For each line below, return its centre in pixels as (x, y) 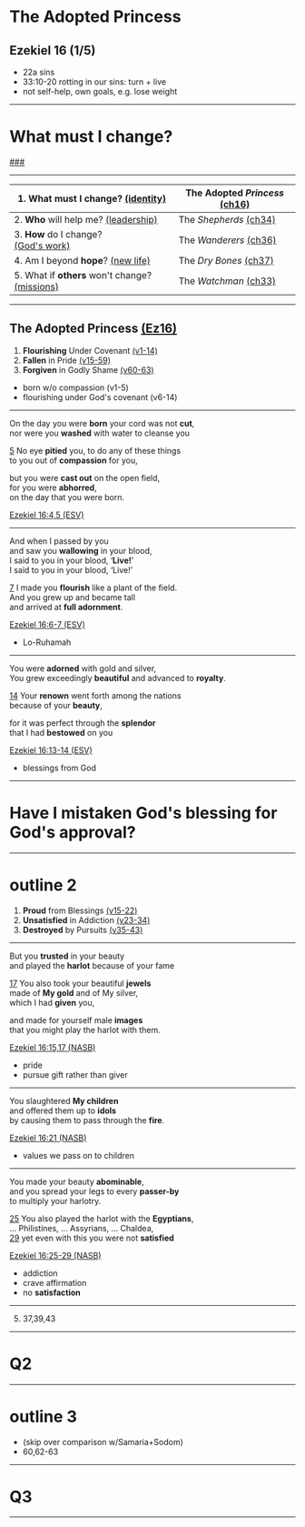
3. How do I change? (58, 234)
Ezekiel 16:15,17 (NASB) (53, 1047)
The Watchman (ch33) (227, 281)
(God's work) (42, 246)
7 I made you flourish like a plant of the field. (93, 588)
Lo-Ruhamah (47, 642)
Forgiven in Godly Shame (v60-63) (88, 369)
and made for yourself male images (76, 1020)
